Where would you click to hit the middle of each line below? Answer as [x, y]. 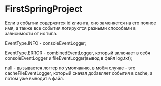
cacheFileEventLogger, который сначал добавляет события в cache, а [79, 73]
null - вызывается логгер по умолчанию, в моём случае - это [70, 68]
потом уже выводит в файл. [35, 78]
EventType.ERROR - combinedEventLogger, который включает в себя [78, 53]
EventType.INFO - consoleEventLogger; [46, 43]
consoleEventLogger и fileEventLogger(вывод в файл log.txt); [69, 58]
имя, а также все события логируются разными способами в [70, 28]
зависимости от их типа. [31, 33]
